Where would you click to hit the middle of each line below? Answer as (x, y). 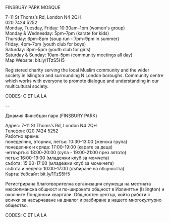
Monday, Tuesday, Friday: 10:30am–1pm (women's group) (65, 28)
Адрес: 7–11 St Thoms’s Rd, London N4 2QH (51, 125)
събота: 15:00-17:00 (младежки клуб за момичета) (60, 163)
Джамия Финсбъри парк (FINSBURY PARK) (51, 116)
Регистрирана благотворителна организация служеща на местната (78, 184)
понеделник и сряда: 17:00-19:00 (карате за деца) (59, 147)
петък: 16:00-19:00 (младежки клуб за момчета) (57, 158)
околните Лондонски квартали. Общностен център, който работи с (78, 194)
